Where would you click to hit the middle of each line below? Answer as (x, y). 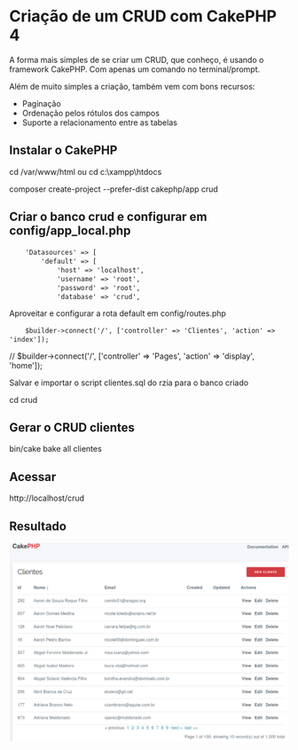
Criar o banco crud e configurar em (108, 217)
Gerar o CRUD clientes (72, 427)
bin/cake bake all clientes (55, 449)
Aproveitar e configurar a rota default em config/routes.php (118, 313)
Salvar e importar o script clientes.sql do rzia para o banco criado (129, 383)
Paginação (42, 103)
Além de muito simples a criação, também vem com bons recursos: (132, 86)
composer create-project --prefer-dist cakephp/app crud (114, 189)
